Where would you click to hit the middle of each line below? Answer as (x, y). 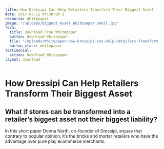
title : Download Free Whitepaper (43, 32)
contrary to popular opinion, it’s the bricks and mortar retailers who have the (82, 136)
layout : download (23, 59)
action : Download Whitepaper (39, 55)
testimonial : (18, 50)
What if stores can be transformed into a (68, 112)
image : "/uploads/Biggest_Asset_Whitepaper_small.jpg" (62, 23)
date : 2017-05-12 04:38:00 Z (35, 14)
